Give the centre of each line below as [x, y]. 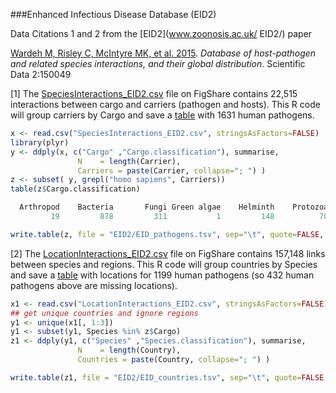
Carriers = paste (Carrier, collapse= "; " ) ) [172, 170]
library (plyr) [40, 142]
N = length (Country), [129, 350]
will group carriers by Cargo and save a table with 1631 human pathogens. [162, 115]
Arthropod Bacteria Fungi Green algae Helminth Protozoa [174, 207]
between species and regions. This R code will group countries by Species [164, 264]
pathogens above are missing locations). [94, 285]
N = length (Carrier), [129, 161]
